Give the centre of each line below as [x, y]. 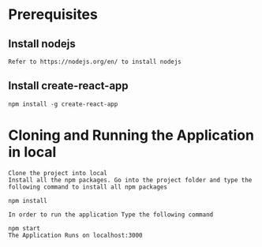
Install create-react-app [68, 86]
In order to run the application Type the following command [111, 215]
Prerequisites [53, 15]
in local [32, 152]
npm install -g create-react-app [63, 104]
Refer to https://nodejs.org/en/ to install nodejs [95, 62]
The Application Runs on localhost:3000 [76, 235]
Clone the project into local [58, 173]
